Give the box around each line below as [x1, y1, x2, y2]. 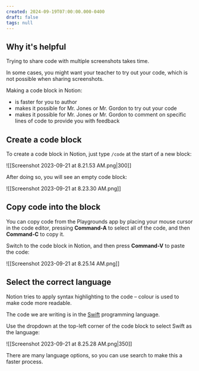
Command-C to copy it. [6, 230, 65, 238]
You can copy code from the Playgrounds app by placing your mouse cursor [6, 218, 193, 225]
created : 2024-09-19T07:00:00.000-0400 [6, 8, 105, 15]
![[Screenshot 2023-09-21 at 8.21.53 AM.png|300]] [6, 162, 132, 169]
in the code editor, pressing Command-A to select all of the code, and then [6, 224, 190, 231]
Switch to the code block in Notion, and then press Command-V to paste [6, 242, 185, 249]
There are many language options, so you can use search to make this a [6, 351, 183, 359]
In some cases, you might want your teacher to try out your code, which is [6, 69, 188, 76]
